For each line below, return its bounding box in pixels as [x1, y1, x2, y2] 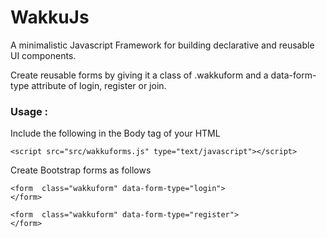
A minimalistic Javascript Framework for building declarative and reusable [10, 39, 315, 51]
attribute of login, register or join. [31, 79, 167, 91]
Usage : [10, 104, 49, 118]
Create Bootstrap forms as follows [10, 164, 152, 176]
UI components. [10, 49, 77, 61]
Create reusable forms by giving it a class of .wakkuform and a [10, 69, 269, 81]
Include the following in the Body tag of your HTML [10, 127, 221, 140]
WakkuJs [10, 6, 90, 29]
